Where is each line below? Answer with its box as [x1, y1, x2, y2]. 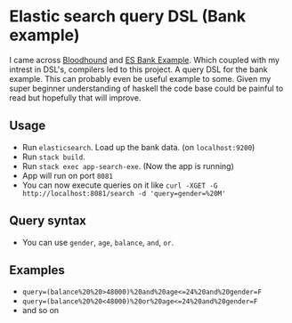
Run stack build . [21, 151, 86, 162]
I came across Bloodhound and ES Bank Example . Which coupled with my [9, 54, 280, 65]
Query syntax [9, 214, 87, 229]
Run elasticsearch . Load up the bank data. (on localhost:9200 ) [21, 141, 255, 152]
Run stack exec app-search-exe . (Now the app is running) [21, 160, 234, 171]
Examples [9, 262, 65, 278]
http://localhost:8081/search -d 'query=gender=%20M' [21, 189, 226, 198]
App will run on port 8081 [21, 170, 114, 181]
